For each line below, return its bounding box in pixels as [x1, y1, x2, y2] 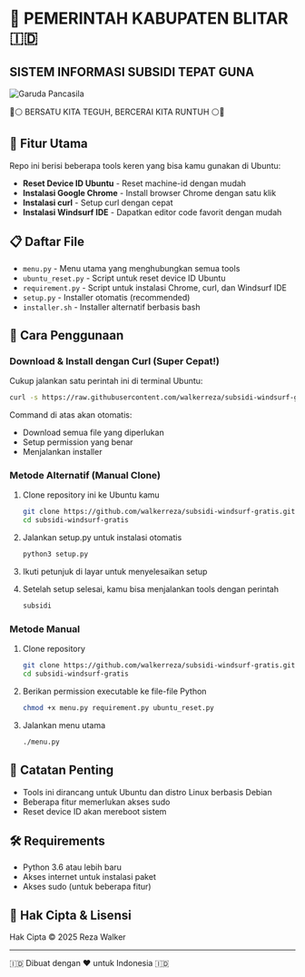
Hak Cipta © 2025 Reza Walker [9, 932, 126, 942]
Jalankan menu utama [22, 719, 106, 730]
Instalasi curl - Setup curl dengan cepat [22, 197, 174, 208]
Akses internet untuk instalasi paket [22, 872, 156, 883]
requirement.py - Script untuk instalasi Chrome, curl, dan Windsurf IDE [22, 281, 288, 293]
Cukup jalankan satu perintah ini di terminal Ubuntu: [9, 376, 203, 387]
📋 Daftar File [9, 234, 84, 250]
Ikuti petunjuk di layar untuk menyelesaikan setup [22, 567, 208, 577]
